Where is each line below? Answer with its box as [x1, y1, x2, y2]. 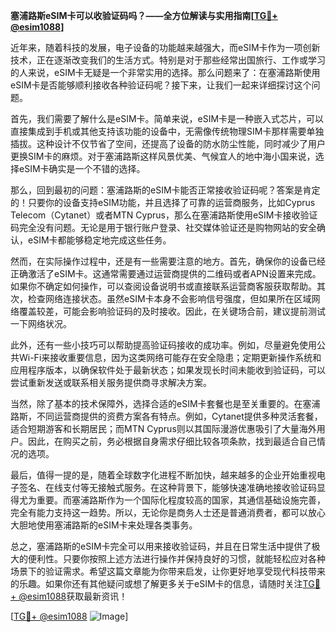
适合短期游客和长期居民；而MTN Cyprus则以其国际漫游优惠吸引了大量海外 [10, 423, 317, 434]
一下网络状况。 [10, 318, 72, 329]
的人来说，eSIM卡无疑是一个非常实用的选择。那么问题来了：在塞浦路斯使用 [10, 67, 321, 78]
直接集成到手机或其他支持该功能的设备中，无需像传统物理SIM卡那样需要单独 [10, 125, 325, 137]
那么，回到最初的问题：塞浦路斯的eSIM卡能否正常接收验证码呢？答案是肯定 [10, 184, 321, 196]
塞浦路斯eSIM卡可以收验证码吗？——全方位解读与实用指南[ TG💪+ [10, 10, 278, 21]
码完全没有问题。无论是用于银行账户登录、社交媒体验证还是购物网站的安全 [10, 222, 317, 233]
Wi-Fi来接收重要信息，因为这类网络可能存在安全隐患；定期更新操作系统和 [18, 352, 322, 363]
